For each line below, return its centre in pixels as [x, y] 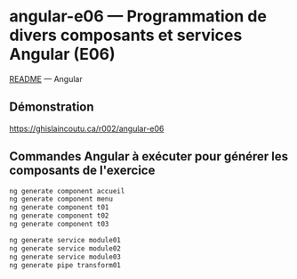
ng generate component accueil [67, 191]
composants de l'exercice [82, 171]
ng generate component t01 [59, 208]
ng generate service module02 [65, 248]
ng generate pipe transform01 [65, 265]
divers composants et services [126, 35]
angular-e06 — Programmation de [138, 16]
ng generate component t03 [59, 225]
